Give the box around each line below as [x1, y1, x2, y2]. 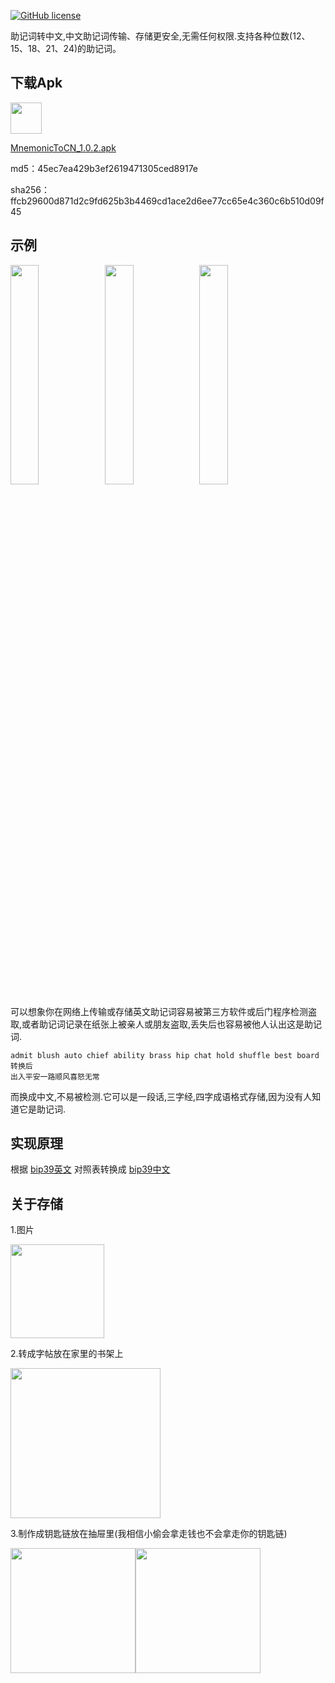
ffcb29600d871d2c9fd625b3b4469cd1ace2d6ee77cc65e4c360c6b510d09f [10, 195, 325, 207]
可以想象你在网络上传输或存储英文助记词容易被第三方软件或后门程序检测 [10, 1005, 308, 1017]
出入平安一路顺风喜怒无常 [10, 1071, 100, 1082]
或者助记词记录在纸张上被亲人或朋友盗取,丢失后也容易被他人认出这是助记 [21, 1018, 323, 1030]
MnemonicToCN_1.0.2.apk [10, 141, 117, 154]
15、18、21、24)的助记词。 [10, 43, 122, 54]
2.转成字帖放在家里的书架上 [10, 1348, 124, 1360]
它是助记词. [18, 1103, 67, 1115]
